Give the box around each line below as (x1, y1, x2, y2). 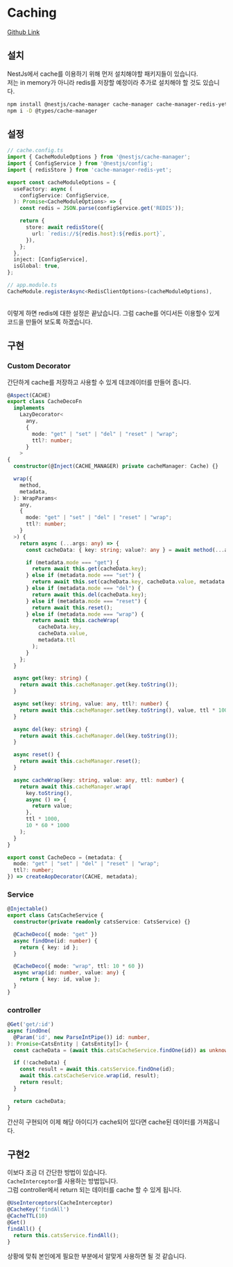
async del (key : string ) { (13, 726, 89, 733)
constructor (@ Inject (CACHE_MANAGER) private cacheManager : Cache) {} (13, 463, 218, 470)
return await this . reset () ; (32, 604, 113, 611)
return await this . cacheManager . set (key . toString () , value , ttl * (19, 707, 216, 714)
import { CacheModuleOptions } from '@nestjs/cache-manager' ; (7, 154, 191, 161)
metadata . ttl (37, 637, 76, 644)
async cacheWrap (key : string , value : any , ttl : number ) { (13, 776, 185, 783)
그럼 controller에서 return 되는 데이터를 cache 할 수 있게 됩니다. (7, 1186, 182, 1194)
